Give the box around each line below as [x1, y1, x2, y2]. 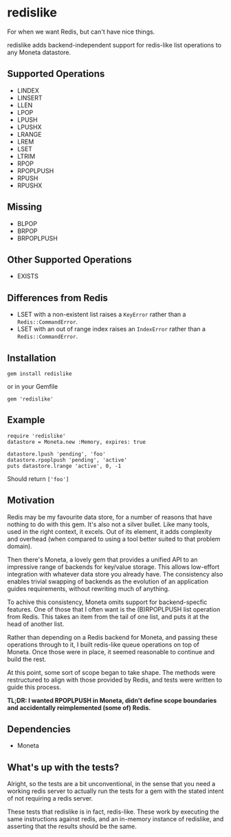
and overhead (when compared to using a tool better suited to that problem [7, 535, 221, 543]
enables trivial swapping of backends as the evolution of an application [7, 577, 208, 585]
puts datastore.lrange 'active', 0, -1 [7, 462, 122, 469]
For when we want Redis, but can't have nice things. [7, 27, 155, 36]
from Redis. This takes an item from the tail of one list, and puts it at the [7, 612, 210, 621]
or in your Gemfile [7, 383, 58, 390]
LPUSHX [16, 122, 43, 131]
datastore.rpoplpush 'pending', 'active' [7, 456, 128, 463]
